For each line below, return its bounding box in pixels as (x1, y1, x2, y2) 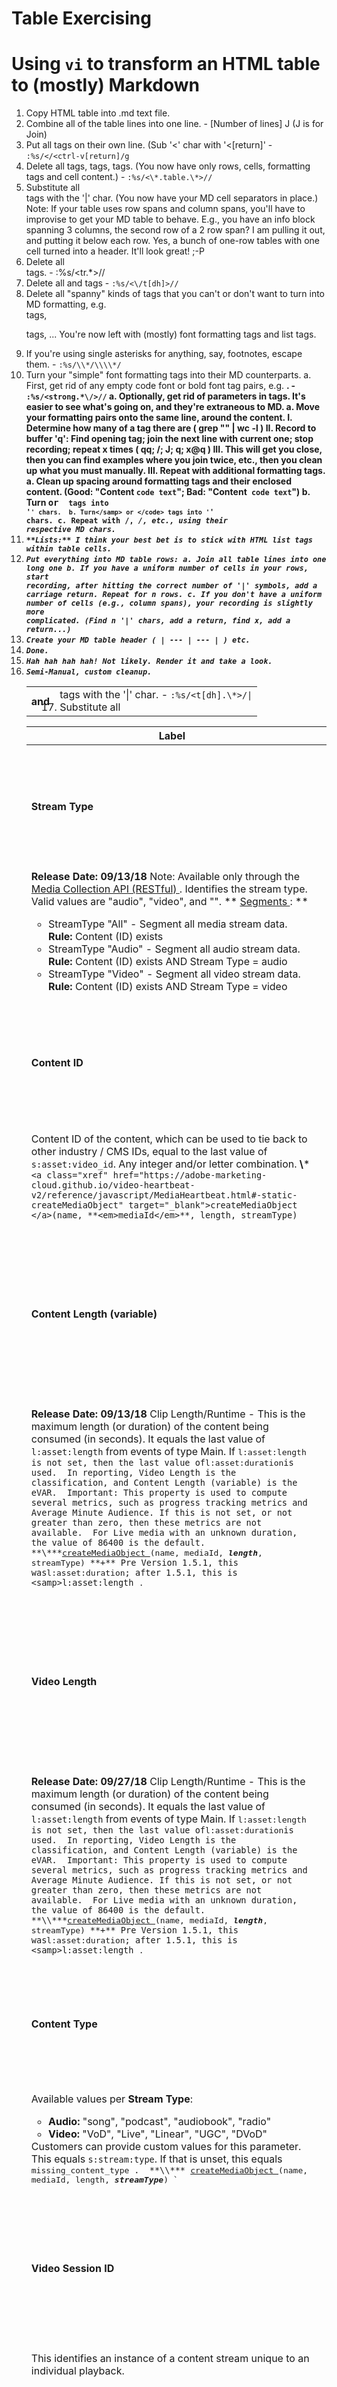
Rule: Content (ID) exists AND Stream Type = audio (47, 954, 288, 968)
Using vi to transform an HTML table (11, 53, 321, 76)
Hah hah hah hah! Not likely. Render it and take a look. (25, 657, 273, 667)
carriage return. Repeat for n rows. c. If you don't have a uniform (25, 590, 323, 600)
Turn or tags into (25, 497, 109, 509)
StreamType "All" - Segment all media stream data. (47, 917, 288, 931)
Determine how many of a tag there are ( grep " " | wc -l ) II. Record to (25, 422, 317, 434)
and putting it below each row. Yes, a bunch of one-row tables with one (25, 235, 321, 247)
